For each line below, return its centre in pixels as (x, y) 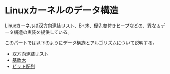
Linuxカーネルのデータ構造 (62, 10)
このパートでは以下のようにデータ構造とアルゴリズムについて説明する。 (81, 43)
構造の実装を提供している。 (43, 32)
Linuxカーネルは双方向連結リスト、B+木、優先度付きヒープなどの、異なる (83, 26)
